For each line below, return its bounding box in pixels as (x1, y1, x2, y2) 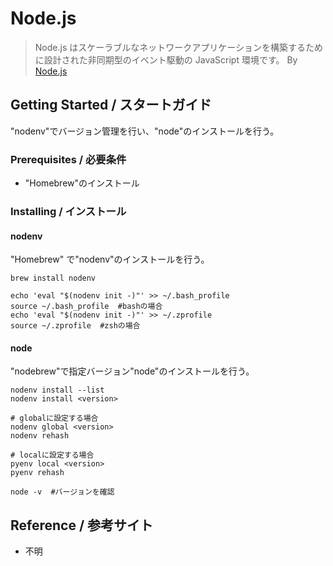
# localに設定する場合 (10, 450, 95, 461)
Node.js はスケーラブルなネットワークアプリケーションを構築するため (34, 41, 323, 53)
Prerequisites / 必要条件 (10, 152, 127, 166)
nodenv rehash (10, 431, 70, 441)
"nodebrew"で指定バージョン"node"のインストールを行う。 (10, 365, 255, 377)
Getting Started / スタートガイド (10, 97, 212, 114)
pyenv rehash (10, 468, 65, 478)
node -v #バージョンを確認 (10, 487, 115, 497)
